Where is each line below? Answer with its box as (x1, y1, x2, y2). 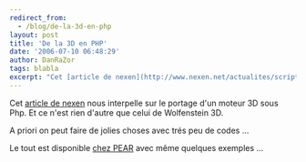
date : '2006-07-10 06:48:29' (9, 47, 120, 56)
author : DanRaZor (9, 56, 76, 65)
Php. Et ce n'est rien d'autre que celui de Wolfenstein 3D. (9, 106, 224, 118)
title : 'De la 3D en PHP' (9, 38, 107, 48)
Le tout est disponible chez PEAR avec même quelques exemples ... (9, 142, 264, 153)
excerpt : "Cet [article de (9, 73, 112, 82)
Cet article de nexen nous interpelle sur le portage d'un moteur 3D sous (9, 97, 280, 108)
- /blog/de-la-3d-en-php (17, 22, 112, 31)
